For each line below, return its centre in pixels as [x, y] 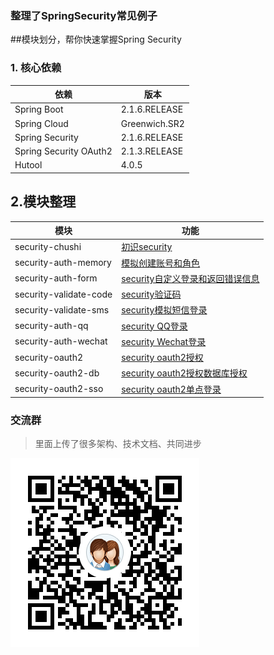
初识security [147, 247]
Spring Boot [39, 109]
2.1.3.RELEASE [152, 151]
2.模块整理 [43, 202]
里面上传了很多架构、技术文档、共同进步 [118, 444]
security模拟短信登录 [164, 310]
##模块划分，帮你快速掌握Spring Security [96, 39]
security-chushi [48, 246]
